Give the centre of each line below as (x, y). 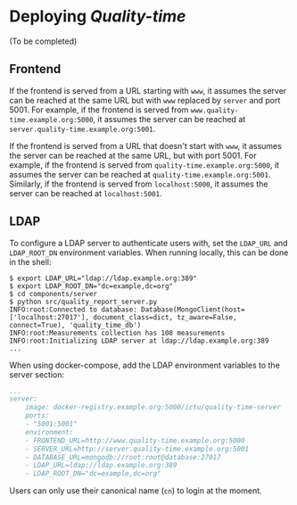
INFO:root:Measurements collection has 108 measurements (117, 333)
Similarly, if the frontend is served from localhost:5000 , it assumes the (139, 184)
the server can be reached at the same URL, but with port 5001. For (133, 155)
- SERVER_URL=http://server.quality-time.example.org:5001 (137, 449)
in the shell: (30, 261)
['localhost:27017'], (49, 317)
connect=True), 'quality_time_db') (75, 325)
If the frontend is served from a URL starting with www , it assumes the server (148, 90)
